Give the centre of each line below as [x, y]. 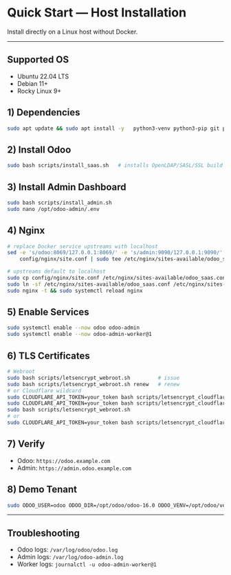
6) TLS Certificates [49, 356]
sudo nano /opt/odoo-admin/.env [53, 209]
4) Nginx [26, 230]
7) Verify [26, 444]
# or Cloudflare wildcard [44, 391]
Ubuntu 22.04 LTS [43, 76]
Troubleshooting [44, 533]
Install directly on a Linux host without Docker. [73, 32]
